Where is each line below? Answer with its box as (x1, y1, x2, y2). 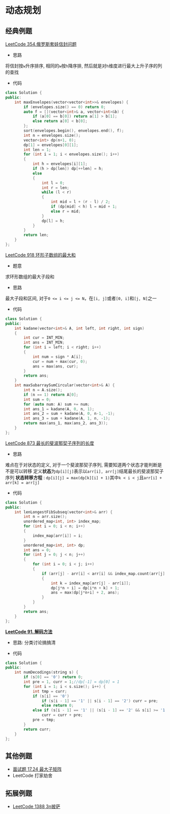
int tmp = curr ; (32, 688, 67, 694)
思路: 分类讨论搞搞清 (12, 639, 56, 646)
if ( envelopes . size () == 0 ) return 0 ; (23, 104, 106, 110)
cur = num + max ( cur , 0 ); (32, 359, 88, 364)
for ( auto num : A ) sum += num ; (23, 402, 90, 407)
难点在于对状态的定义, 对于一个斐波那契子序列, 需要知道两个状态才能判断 (5, 461, 158, 467)
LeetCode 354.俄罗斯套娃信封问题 (5, 41, 77, 47)
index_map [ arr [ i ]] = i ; (32, 533, 83, 538)
